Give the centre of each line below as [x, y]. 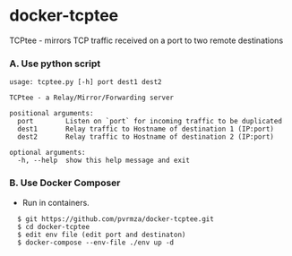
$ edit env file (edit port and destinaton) [102, 235]
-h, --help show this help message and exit [104, 161]
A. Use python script [55, 64]
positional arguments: [52, 114]
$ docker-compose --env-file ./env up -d [96, 243]
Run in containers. [56, 202]
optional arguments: [48, 153]
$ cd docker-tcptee [54, 226]
